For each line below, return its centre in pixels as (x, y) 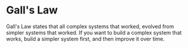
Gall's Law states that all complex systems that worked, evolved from (90, 26)
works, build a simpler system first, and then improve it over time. (85, 39)
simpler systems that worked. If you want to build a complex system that (94, 32)
